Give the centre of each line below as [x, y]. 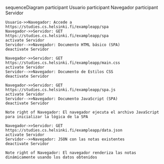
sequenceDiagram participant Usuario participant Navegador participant [82, 7]
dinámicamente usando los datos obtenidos [51, 157]
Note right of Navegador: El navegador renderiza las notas [71, 153]
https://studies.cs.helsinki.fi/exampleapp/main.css [63, 63]
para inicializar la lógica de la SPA [47, 117]
